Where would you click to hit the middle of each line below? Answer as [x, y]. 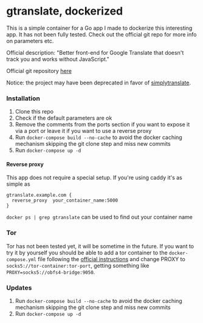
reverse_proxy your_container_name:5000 [65, 201]
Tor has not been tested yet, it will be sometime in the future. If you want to [100, 246]
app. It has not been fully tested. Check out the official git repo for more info [101, 34]
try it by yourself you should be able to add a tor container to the [87, 253]
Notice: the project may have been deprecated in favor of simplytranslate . [99, 83]
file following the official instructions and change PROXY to [111, 259]
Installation [23, 98]
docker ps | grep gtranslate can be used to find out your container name [100, 217]
